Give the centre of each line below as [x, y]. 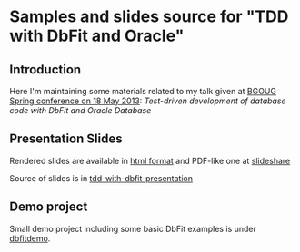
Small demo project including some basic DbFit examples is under [133, 228]
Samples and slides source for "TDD [149, 17]
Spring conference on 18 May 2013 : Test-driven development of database [148, 101]
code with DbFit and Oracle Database [80, 110]
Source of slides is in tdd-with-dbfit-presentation [101, 178]
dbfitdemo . [30, 238]
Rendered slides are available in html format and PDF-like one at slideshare [150, 160]
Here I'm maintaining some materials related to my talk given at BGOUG [143, 91]
